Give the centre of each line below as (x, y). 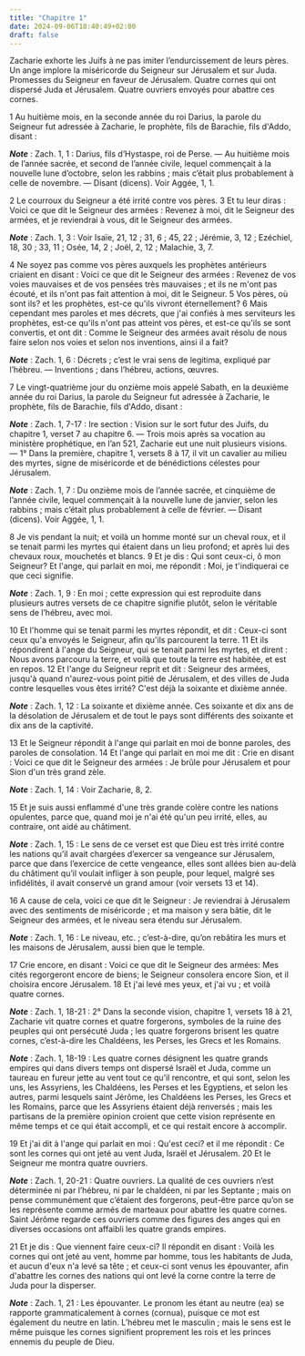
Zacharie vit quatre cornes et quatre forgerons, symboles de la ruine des (146, 1022)
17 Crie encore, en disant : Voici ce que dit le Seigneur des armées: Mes (144, 965)
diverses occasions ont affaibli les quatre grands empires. (118, 1229)
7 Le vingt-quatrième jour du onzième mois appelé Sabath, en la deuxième (149, 387)
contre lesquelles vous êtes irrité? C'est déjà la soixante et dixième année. (148, 688)
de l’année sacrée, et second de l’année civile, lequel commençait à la (140, 164)
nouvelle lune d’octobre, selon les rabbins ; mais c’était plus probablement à (152, 173)
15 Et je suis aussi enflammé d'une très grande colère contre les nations (144, 808)
